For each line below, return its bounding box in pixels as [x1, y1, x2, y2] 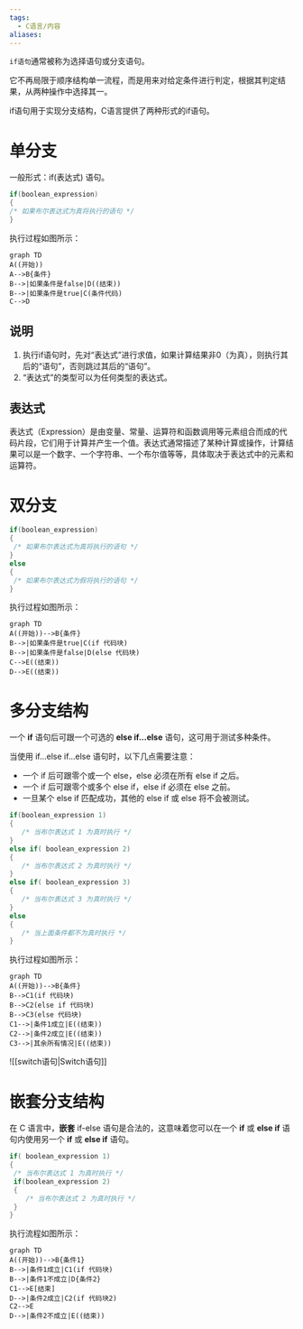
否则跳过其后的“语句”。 [69, 360, 156, 371]
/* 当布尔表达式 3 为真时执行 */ [21, 895, 133, 904]
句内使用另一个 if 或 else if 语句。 [9, 1134, 134, 1145]
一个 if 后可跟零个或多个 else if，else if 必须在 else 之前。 [22, 781, 236, 792]
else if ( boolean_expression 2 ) [9, 844, 131, 854]
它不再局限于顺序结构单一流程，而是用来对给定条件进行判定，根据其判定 [9, 75, 278, 86]
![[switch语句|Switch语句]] [9, 1057, 107, 1067]
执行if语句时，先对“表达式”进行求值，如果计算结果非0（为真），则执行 [22, 349, 281, 360]
